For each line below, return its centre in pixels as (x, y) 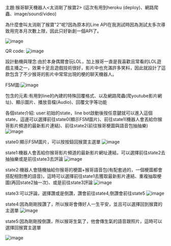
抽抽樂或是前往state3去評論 (34, 159)
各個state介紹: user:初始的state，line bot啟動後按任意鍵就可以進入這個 (79, 113)
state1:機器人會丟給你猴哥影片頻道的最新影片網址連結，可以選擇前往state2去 (85, 152)
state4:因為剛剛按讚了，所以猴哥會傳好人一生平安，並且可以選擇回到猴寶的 (84, 204)
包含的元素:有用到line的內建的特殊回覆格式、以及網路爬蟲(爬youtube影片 (81, 96)
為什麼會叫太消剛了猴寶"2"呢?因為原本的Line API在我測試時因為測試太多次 (83, 25)
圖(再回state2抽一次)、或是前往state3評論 (49, 182)
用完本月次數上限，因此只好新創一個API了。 (55, 31)
